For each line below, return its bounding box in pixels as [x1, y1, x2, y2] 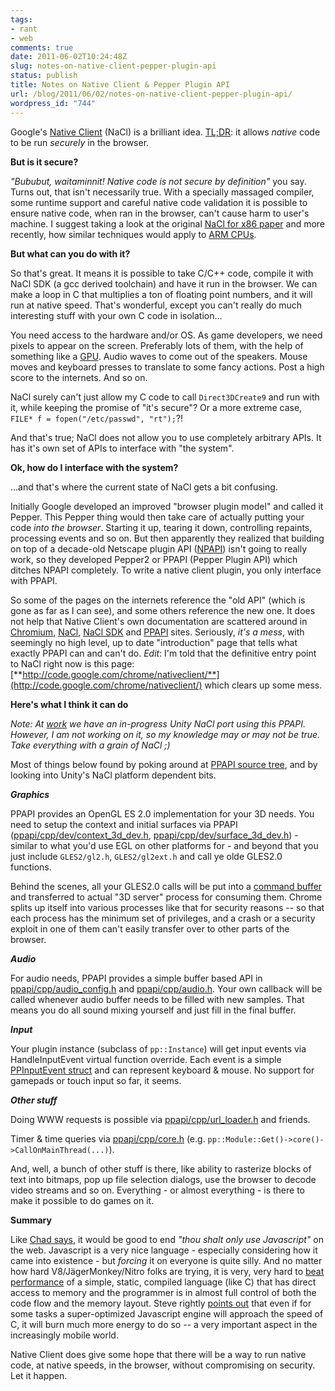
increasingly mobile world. [10, 1329, 119, 1341]
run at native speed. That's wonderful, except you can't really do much [10, 299, 303, 311]
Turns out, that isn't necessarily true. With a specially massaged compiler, [10, 186, 315, 198]
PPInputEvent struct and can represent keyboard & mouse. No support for [10, 1064, 315, 1076]
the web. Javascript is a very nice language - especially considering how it [10, 1244, 318, 1256]
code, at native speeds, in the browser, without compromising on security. [10, 1359, 316, 1371]
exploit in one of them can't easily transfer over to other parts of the [10, 922, 290, 935]
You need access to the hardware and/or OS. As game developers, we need [10, 329, 323, 341]
